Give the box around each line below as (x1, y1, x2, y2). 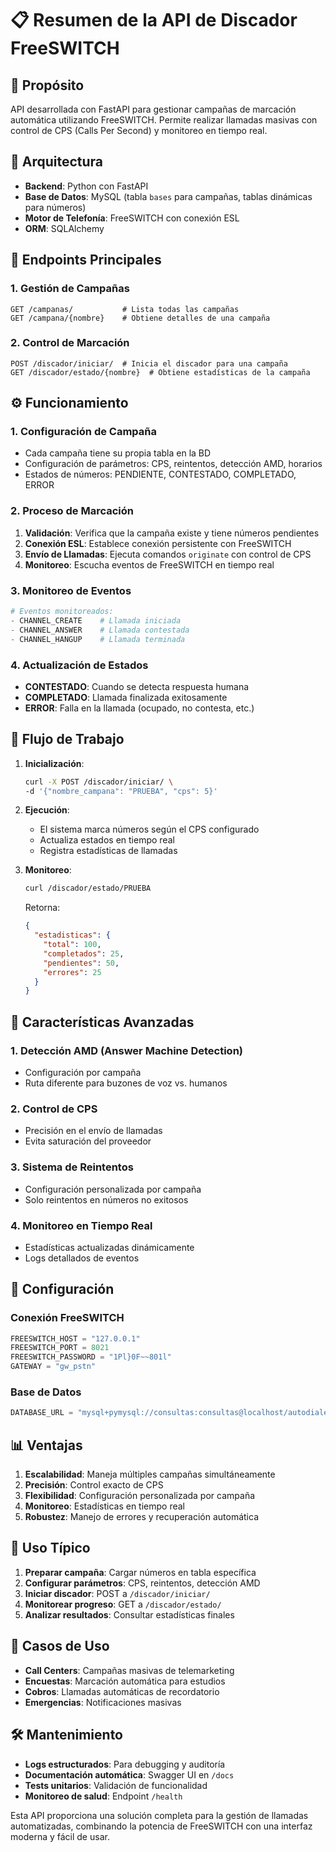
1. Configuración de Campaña (10, 425, 158, 439)
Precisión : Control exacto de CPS (24, 1479, 164, 1491)
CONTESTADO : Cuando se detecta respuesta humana (24, 680, 250, 692)
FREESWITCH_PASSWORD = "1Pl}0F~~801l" (10, 1352, 172, 1362)
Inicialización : (24, 757, 85, 769)
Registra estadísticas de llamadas (39, 845, 178, 857)
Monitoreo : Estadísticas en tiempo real (24, 1500, 185, 1512)
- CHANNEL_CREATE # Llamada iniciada (10, 615, 182, 626)
